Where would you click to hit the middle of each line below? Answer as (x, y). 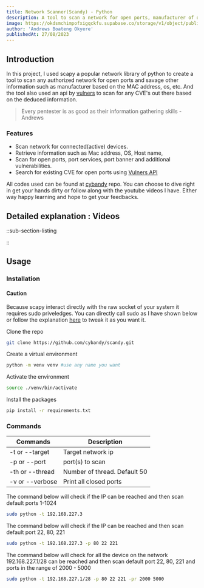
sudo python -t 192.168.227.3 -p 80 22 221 (62, 544)
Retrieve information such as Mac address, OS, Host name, (89, 153)
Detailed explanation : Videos (63, 216)
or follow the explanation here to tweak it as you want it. (76, 320)
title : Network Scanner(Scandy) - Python (59, 12)
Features (20, 133)
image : (15, 23)
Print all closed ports (92, 482)
